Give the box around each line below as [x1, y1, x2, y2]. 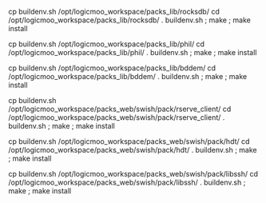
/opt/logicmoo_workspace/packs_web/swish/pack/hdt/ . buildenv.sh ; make [8, 145, 257, 154]
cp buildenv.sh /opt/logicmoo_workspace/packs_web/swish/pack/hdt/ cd [8, 137, 250, 146]
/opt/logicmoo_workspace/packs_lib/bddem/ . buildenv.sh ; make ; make [8, 72, 248, 81]
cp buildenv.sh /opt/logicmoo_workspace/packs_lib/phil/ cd [8, 39, 205, 49]
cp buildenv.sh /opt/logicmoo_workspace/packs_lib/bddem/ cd [8, 63, 216, 73]
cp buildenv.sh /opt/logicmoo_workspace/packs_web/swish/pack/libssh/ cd [8, 169, 258, 178]
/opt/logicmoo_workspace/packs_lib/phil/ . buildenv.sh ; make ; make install [8, 48, 257, 57]
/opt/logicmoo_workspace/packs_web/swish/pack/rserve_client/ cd [8, 104, 232, 113]
